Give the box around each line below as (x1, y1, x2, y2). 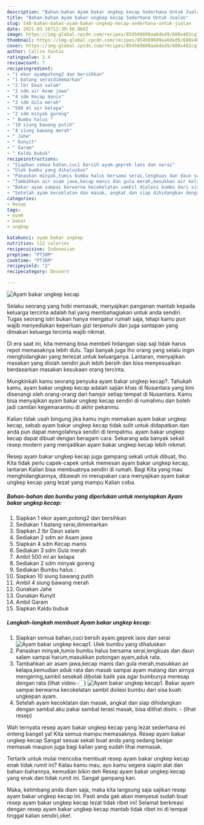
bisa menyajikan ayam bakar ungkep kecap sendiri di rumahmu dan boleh (7, 397, 191, 404)
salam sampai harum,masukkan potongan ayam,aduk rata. (15, 653, 162, 660)
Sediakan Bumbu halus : (15, 566, 76, 573)
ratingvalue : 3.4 (7, 54, 51, 60)
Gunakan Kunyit (15, 592, 56, 599)
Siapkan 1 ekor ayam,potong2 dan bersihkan (15, 514, 127, 522)
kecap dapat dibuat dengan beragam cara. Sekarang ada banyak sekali (7, 435, 185, 441)
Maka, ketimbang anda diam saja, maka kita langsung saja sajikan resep (7, 785, 186, 793)
